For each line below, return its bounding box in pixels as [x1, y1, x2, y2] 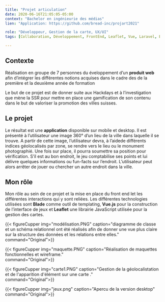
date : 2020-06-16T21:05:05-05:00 [5, 12, 74, 17]
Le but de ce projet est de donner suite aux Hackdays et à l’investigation [5, 89, 151, 96]
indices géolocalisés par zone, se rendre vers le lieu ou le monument [5, 143, 144, 149]
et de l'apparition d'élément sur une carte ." [5, 272, 93, 277]
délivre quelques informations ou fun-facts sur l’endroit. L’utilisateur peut [5, 158, 152, 164]
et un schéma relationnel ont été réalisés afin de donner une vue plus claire [5, 226, 158, 232]
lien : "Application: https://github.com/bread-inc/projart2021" [5, 21, 139, 26]
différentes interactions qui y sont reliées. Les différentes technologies [5, 196, 148, 202]
